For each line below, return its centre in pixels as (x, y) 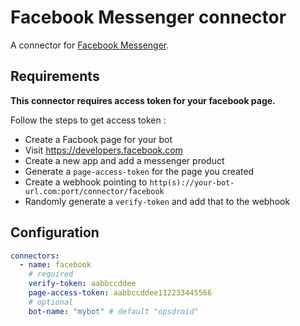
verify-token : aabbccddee (82, 284)
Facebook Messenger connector (148, 17)
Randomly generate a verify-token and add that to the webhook (157, 201)
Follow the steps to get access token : (88, 120)
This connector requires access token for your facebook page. (143, 100)
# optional (51, 302)
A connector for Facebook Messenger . (90, 45)
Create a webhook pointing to (86, 182)
